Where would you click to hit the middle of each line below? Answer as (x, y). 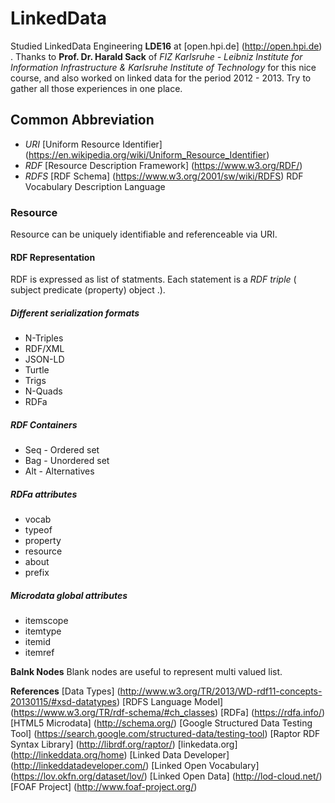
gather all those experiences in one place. (96, 88)
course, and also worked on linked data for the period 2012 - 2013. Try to (161, 78)
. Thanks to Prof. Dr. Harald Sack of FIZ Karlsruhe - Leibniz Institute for (156, 56)
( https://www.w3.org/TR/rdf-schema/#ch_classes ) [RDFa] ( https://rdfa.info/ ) (168, 713)
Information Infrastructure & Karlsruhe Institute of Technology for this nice (163, 67)
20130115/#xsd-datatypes (63, 702)
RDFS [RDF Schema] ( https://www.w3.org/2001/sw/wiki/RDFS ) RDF (164, 176)
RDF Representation (53, 257)
